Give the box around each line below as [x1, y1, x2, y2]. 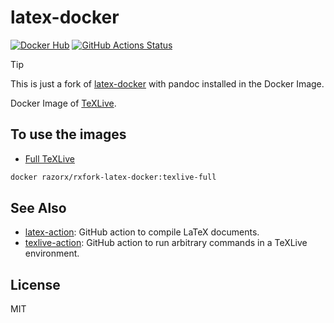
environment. [24, 247, 80, 260]
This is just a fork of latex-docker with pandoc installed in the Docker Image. [10, 77, 325, 90]
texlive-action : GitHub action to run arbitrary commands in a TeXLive [24, 237, 308, 249]
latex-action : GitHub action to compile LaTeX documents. [24, 226, 260, 238]
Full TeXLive [24, 152, 75, 165]
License [10, 276, 61, 293]
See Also [10, 200, 67, 217]
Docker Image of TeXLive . [10, 97, 117, 109]
